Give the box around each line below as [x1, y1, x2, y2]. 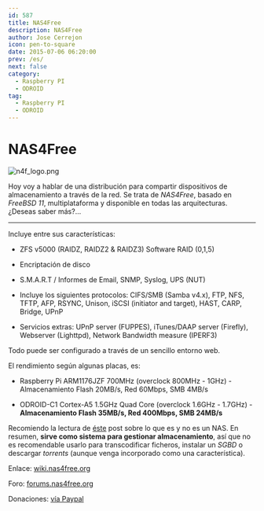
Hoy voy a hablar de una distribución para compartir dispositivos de [8, 182, 228, 191]
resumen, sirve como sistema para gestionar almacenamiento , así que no [8, 432, 251, 441]
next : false [8, 63, 47, 71]
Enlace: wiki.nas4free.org [8, 463, 91, 472]
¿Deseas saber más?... [8, 206, 82, 216]
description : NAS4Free [8, 26, 82, 34]
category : [8, 70, 41, 78]
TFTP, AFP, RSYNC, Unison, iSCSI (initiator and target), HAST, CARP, [19, 298, 242, 307]
